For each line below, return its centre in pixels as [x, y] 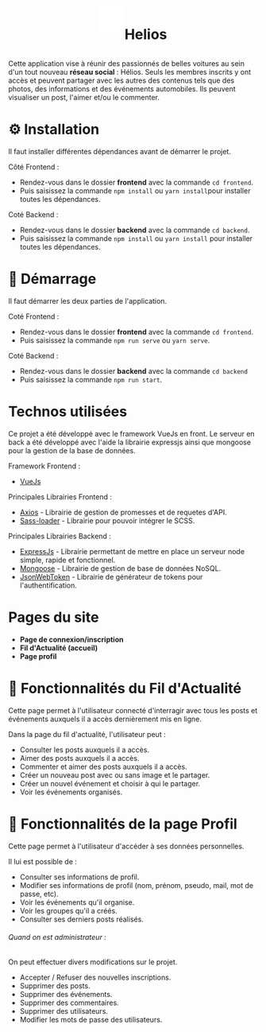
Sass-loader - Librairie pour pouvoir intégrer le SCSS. [107, 520]
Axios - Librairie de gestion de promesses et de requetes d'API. [123, 512]
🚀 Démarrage [52, 279]
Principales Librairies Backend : [60, 536]
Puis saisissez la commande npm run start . [91, 379]
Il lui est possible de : [43, 861]
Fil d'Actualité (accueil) [59, 648]
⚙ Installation [54, 130]
